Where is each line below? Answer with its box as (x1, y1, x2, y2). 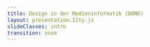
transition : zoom (7, 29, 57, 37)
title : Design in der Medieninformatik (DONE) (7, 10, 144, 17)
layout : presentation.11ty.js (7, 17, 95, 23)
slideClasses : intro (7, 23, 67, 30)
